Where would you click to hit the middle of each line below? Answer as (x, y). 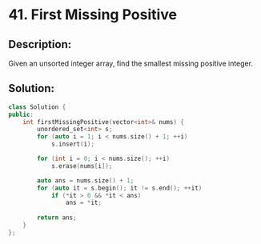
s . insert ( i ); (72, 144)
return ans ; (57, 218)
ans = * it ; (84, 203)
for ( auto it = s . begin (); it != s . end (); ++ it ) (120, 188)
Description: (40, 44)
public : (21, 114)
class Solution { (37, 107)
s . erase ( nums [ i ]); (82, 166)
